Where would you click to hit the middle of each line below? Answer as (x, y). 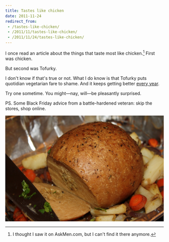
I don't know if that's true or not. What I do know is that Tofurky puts (76, 78)
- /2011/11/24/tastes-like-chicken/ (46, 37)
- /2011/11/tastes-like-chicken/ (43, 32)
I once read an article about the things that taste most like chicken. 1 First (80, 53)
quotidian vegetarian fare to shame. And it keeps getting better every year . (82, 83)
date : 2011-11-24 (23, 16)
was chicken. (19, 59)
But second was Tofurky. (31, 68)
